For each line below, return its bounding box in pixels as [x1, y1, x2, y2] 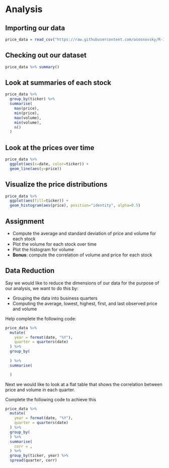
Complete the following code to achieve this [5, 396, 97, 402]
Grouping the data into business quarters [12, 295, 98, 301]
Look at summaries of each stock [5, 78, 112, 87]
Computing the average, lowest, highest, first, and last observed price [12, 300, 157, 306]
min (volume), [14, 120, 42, 125]
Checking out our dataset [5, 51, 87, 60]
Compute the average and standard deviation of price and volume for [12, 230, 156, 236]
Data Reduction [5, 266, 55, 275]
